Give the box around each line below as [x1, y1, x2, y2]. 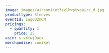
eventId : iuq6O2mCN [5, 17, 46, 22]
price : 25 [14, 31, 35, 36]
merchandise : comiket [5, 40, 51, 45]
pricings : [5, 21, 26, 27]
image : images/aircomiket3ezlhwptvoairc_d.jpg [5, 7, 104, 13]
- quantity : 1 [10, 26, 39, 31]
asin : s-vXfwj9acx [5, 36, 44, 41]
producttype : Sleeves [5, 12, 51, 17]
